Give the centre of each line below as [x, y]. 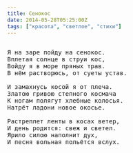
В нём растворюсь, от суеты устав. [67, 73]
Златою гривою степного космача [62, 94]
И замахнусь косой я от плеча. [60, 87]
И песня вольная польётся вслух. [64, 142]
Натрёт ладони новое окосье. [56, 108]
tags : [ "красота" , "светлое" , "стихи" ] [64, 26]
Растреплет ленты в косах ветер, [64, 122]
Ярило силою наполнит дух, [53, 135]
